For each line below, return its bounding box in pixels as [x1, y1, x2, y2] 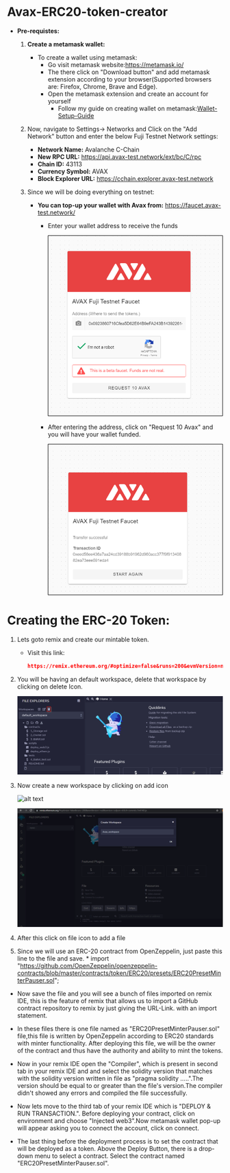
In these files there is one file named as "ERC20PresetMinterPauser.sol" [16, 1025, 220, 1033]
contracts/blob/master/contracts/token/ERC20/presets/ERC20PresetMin [16, 969, 221, 977]
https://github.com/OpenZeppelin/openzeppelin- [20, 962, 158, 970]
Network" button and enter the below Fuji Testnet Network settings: [27, 132, 218, 140]
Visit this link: [27, 649, 65, 657]
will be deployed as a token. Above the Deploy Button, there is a [16, 1145, 197, 1153]
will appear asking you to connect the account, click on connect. [16, 1124, 200, 1133]
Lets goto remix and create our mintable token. [16, 635, 149, 644]
